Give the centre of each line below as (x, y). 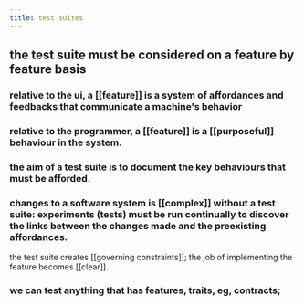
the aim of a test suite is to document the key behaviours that (147, 167)
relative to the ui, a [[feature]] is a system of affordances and (147, 95)
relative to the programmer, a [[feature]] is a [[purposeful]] (142, 131)
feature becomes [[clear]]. (59, 267)
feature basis (48, 69)
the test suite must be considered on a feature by (152, 55)
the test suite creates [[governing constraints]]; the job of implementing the (151, 258)
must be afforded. (50, 178)
